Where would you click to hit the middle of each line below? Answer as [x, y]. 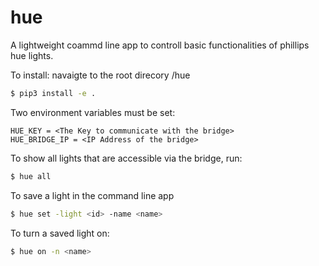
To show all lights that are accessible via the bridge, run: [126, 158]
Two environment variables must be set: [93, 112]
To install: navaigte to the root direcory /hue [100, 75]
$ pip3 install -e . [53, 93]
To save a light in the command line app [92, 195]
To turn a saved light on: [60, 233]
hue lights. [32, 55]
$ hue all [31, 176]
